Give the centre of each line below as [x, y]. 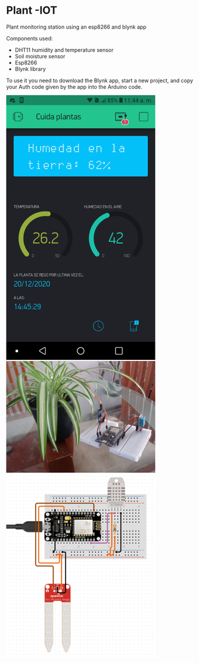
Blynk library [30, 69]
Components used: [29, 38]
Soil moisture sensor [40, 56]
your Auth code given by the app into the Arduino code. [74, 86]
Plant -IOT [32, 10]
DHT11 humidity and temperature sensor [64, 50]
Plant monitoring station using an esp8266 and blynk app [77, 27]
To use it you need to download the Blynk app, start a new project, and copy [100, 80]
